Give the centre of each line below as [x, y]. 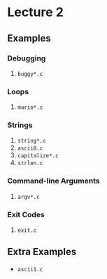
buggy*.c [30, 74]
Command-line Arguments [53, 181]
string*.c [32, 141]
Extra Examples [42, 252]
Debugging [27, 58]
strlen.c [30, 163]
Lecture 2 [36, 12]
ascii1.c [30, 269]
